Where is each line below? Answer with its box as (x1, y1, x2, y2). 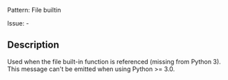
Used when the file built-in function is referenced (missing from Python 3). (7, 57, 221, 66)
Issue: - (7, 19, 29, 27)
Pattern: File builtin (7, 6, 61, 14)
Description (7, 39, 59, 51)
